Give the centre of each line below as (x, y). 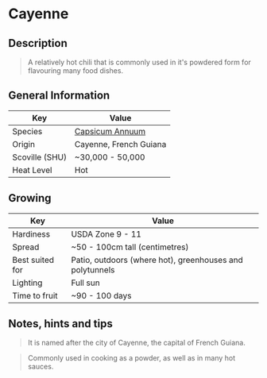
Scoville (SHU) (40, 157)
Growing (30, 198)
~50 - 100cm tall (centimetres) (130, 247)
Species (27, 131)
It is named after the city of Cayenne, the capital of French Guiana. (137, 343)
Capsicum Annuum (110, 131)
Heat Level (32, 170)
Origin (24, 144)
